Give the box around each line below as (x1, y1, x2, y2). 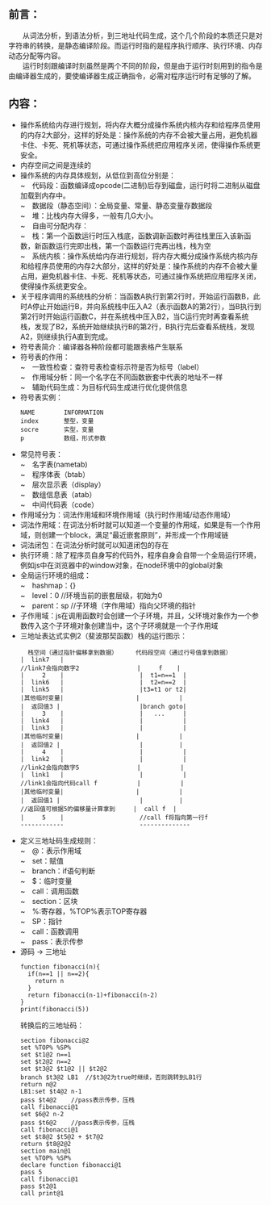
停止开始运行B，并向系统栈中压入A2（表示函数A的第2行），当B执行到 (31, 301, 262, 311)
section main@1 (19, 1147, 72, 1155)
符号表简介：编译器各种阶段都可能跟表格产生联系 (19, 341, 183, 351)
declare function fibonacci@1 (19, 1161, 123, 1169)
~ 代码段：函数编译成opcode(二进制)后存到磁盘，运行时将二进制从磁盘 (19, 180, 261, 190)
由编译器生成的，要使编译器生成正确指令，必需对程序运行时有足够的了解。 (8, 71, 256, 81)
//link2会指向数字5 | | (19, 764, 185, 772)
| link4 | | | (19, 717, 187, 725)
